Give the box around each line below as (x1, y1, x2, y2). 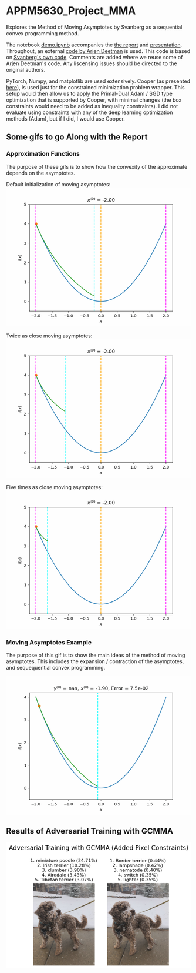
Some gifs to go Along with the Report (6, 132, 148, 142)
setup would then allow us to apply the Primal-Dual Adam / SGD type (6, 90, 173, 97)
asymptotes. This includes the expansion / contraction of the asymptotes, (6, 657, 184, 665)
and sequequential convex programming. (6, 664, 106, 671)
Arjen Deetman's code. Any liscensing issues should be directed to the (6, 60, 177, 67)
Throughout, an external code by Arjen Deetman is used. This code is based (6, 47, 191, 54)
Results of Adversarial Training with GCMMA (6, 826, 173, 836)
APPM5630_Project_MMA (6, 4, 136, 18)
